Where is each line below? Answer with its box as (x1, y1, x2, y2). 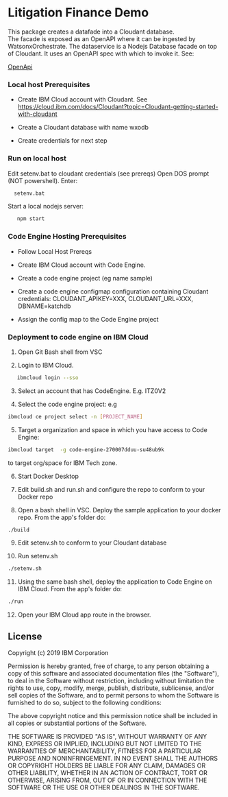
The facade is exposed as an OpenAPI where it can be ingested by (8, 34, 196, 43)
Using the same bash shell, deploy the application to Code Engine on (17, 578, 212, 586)
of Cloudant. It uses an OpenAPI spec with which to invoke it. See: (8, 49, 194, 58)
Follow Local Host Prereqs (17, 247, 92, 255)
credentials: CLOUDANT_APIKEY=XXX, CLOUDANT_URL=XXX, (17, 294, 194, 302)
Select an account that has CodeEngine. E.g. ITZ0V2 (17, 386, 166, 395)
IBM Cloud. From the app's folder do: (17, 585, 123, 593)
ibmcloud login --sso (16, 374, 79, 381)
